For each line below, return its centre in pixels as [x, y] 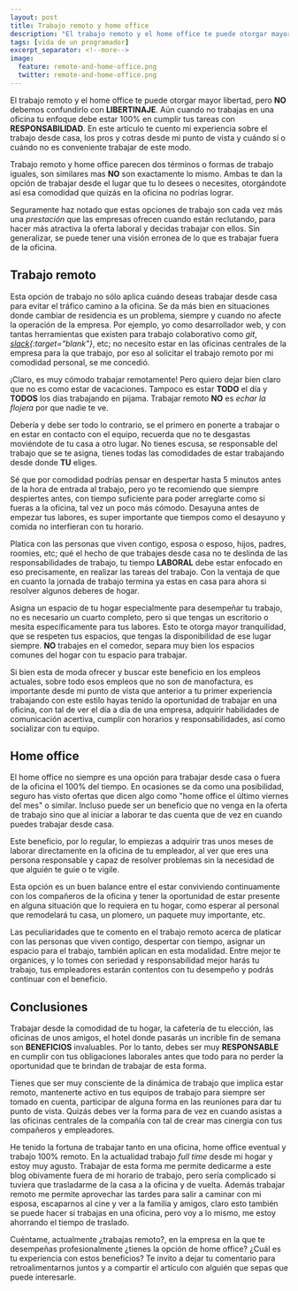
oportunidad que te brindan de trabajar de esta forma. [108, 1066]
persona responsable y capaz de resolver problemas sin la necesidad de [142, 860]
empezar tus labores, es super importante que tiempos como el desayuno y [148, 517]
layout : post [34, 17]
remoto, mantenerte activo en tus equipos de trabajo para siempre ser [138, 1093]
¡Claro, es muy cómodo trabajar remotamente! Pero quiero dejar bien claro [145, 379]
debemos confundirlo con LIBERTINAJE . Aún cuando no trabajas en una [142, 109]
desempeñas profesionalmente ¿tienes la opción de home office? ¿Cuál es [145, 1249]
